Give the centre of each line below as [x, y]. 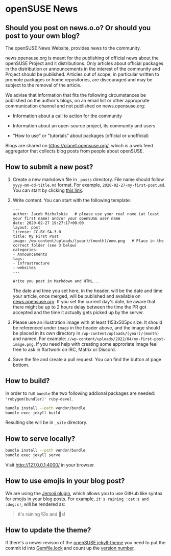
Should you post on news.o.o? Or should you [78, 28]
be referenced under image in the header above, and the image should [86, 327]
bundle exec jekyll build [33, 413]
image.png [23, 344]
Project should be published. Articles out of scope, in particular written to [82, 74]
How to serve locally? [40, 439]
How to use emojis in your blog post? [65, 481]
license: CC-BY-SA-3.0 [37, 232]
